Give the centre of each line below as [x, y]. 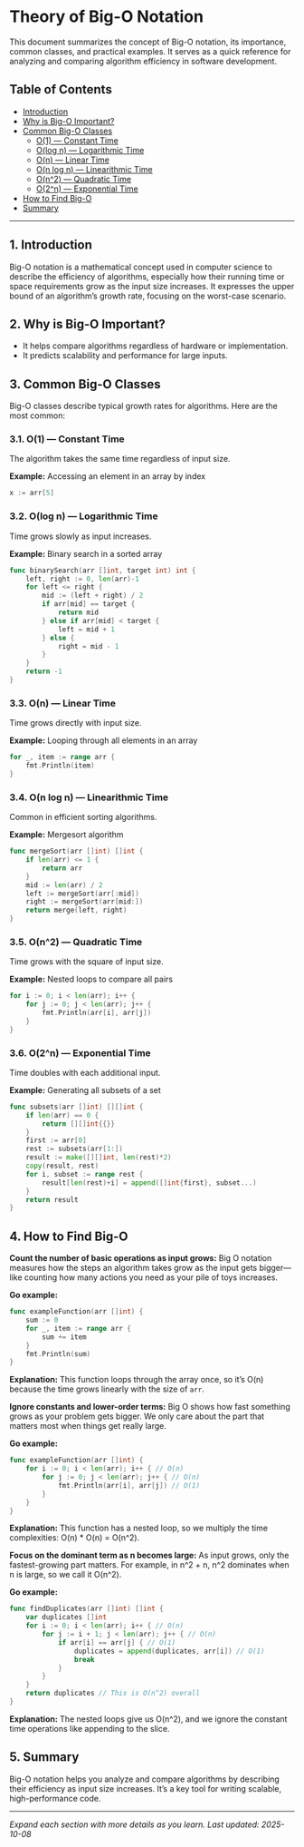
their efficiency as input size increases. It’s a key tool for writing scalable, [146, 1788]
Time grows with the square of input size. [87, 962]
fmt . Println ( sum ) [58, 1353]
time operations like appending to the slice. [90, 1728]
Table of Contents [61, 89]
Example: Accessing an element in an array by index [108, 476]
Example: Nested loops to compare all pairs [91, 979]
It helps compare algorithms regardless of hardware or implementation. [155, 346]
